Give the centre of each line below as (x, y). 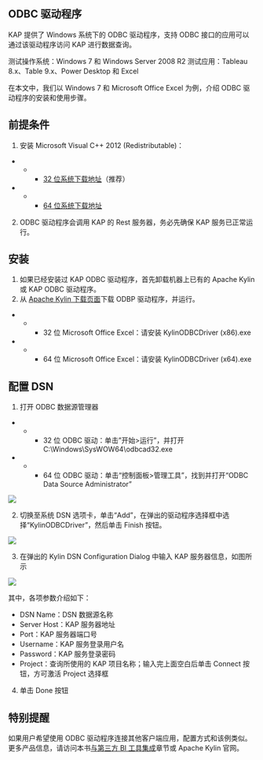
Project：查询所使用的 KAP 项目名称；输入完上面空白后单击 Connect (130, 664)
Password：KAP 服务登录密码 (68, 654)
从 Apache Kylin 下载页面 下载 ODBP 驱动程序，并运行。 (109, 299)
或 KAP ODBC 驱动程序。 (60, 289)
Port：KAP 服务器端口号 (58, 634)
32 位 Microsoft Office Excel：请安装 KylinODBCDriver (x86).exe (147, 332)
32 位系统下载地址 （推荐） (86, 179)
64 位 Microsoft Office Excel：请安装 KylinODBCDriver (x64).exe (147, 359)
